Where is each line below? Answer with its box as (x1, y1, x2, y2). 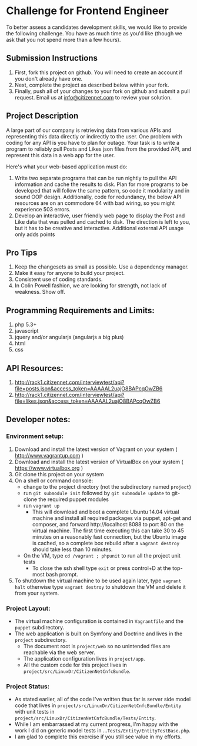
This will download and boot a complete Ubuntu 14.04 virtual (32, 508, 179, 515)
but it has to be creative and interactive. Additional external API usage (14, 224, 184, 231)
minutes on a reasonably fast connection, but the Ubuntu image (32, 533, 187, 540)
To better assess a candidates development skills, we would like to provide (6, 24, 187, 31)
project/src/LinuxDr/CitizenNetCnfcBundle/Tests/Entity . (14, 714, 156, 722)
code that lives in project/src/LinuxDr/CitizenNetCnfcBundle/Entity (14, 702, 182, 709)
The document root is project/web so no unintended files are (23, 642, 171, 649)
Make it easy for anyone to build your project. (14, 270, 125, 277)
